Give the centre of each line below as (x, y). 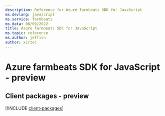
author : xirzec (21, 42)
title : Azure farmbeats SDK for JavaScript (51, 28)
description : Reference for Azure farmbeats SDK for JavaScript (74, 10)
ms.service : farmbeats (29, 19)
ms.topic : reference (27, 33)
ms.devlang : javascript (30, 14)
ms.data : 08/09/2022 (27, 24)
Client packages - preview (47, 96)
